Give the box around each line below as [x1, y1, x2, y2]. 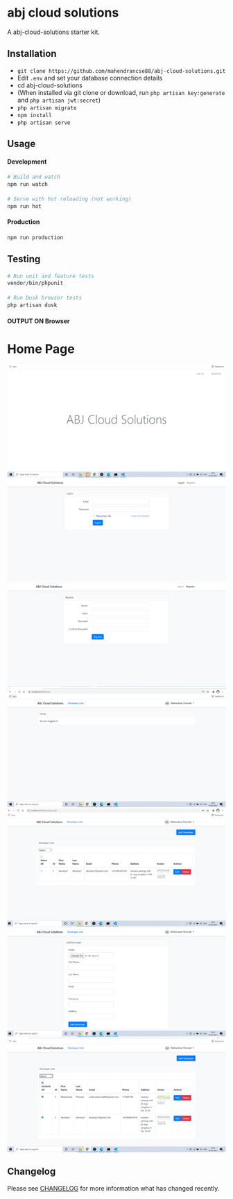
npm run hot [7, 202, 42, 209]
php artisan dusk [7, 302, 58, 309]
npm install [17, 112, 52, 119]
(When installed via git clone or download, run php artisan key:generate [17, 88, 225, 96]
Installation [7, 48, 57, 60]
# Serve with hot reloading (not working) [7, 196, 132, 202]
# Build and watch [7, 173, 60, 181]
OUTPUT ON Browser [7, 317, 70, 325]
